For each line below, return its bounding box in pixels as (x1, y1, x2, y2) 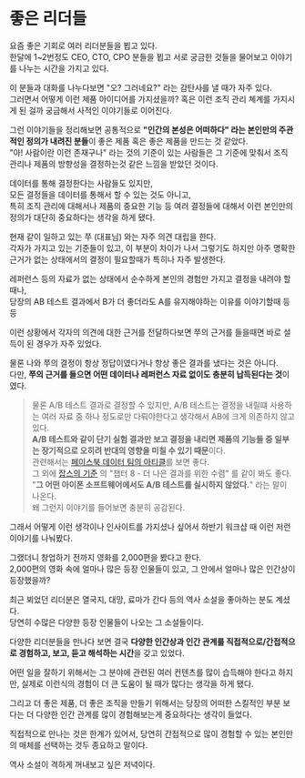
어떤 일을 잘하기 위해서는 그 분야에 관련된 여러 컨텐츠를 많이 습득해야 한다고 (9, 666, 277, 678)
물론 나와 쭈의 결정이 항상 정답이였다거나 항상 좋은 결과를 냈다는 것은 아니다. (9, 357, 280, 369)
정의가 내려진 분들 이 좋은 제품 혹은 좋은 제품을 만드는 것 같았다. (25, 136, 249, 147)
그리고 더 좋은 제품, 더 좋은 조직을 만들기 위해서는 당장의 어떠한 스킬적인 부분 (9, 697, 281, 708)
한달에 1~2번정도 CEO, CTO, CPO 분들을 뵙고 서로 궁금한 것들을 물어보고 (9, 51, 269, 62)
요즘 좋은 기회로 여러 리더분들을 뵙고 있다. (9, 40, 158, 51)
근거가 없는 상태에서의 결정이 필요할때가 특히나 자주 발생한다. (9, 254, 226, 265)
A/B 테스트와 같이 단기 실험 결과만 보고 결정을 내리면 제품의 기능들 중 (31, 433, 273, 444)
